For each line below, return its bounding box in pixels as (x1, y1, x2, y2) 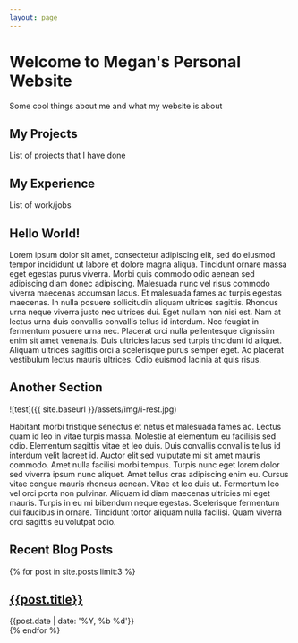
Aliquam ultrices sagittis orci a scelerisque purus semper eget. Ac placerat (9, 345, 285, 355)
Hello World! (9, 226, 81, 241)
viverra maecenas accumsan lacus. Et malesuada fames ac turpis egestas (9, 287, 282, 298)
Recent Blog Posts (9, 543, 114, 558)
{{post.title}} (9, 592, 83, 607)
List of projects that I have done (9, 150, 127, 161)
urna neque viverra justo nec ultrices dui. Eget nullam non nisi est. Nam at (9, 306, 282, 317)
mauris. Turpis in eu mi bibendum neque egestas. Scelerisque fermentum (9, 497, 280, 508)
